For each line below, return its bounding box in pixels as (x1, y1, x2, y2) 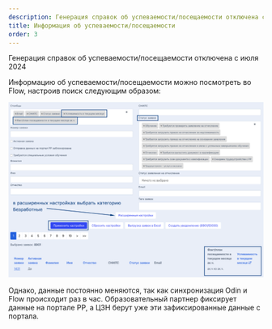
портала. (8, 311, 39, 321)
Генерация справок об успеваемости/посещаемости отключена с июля (8, 53, 259, 63)
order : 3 (8, 30, 38, 38)
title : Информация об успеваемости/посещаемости (8, 21, 176, 30)
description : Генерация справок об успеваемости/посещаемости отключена (8, 13, 259, 21)
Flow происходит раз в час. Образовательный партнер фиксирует (8, 294, 237, 304)
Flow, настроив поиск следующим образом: (8, 86, 161, 96)
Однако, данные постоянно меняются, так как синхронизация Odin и (8, 285, 248, 295)
